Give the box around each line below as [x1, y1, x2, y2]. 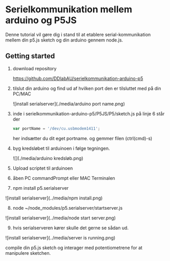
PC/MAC [12, 91, 32, 97]
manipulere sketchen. [5, 250, 51, 256]
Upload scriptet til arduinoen [12, 165, 73, 171]
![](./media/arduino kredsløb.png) [12, 155, 83, 161]
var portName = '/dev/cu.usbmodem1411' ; [12, 126, 100, 131]
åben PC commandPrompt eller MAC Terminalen [12, 175, 115, 181]
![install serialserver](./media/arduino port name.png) [12, 101, 125, 107]
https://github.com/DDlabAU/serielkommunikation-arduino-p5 [12, 75, 143, 82]
